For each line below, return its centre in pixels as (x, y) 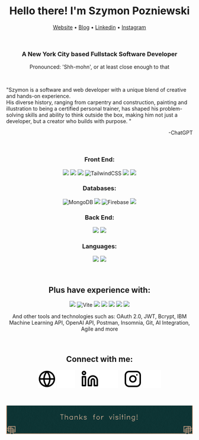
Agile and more (99, 329)
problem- (171, 109)
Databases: (99, 189)
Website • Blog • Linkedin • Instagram (99, 27)
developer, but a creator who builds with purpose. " (69, 121)
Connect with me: (99, 359)
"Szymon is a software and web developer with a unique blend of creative (96, 90)
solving (15, 115)
